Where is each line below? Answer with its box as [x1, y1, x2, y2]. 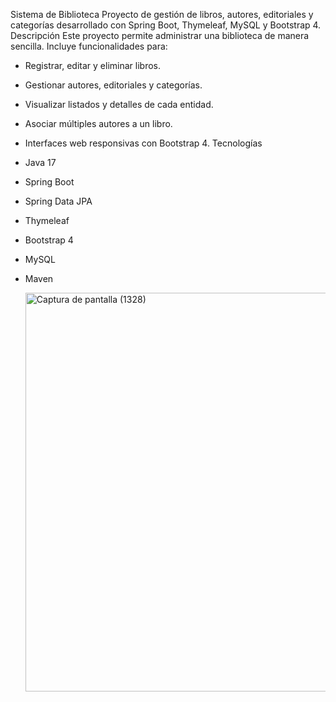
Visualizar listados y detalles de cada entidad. [24, 99, 214, 110]
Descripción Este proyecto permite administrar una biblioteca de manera [10, 30, 310, 41]
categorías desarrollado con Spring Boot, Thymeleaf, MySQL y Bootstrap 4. [10, 19, 322, 31]
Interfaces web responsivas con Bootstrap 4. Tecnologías [24, 137, 263, 149]
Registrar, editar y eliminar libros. [24, 60, 162, 71]
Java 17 [24, 157, 57, 168]
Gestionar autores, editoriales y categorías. [24, 79, 203, 91]
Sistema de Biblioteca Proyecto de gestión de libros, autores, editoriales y [10, 9, 314, 20]
